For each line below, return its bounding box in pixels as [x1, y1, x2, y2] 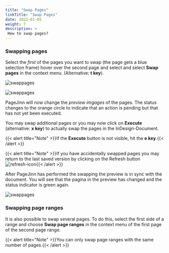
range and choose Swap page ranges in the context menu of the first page [5, 221, 162, 227]
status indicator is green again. [5, 182, 70, 188]
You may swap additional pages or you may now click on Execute [5, 120, 143, 126]
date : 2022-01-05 [5, 17, 42, 22]
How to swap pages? [7, 31, 49, 36]
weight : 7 [5, 21, 26, 27]
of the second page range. [5, 227, 61, 233]
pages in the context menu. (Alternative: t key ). [5, 70, 104, 76]
